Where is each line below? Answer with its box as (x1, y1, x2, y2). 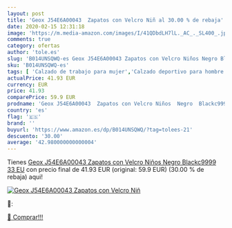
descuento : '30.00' (7, 132, 64, 139)
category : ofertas (7, 42, 60, 49)
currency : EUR (7, 81, 48, 88)
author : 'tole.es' (7, 49, 60, 56)
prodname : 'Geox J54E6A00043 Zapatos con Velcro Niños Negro (7, 100, 193, 107)
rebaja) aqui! (7, 173, 43, 181)
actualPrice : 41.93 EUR (7, 74, 76, 82)
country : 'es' (7, 107, 48, 114)
